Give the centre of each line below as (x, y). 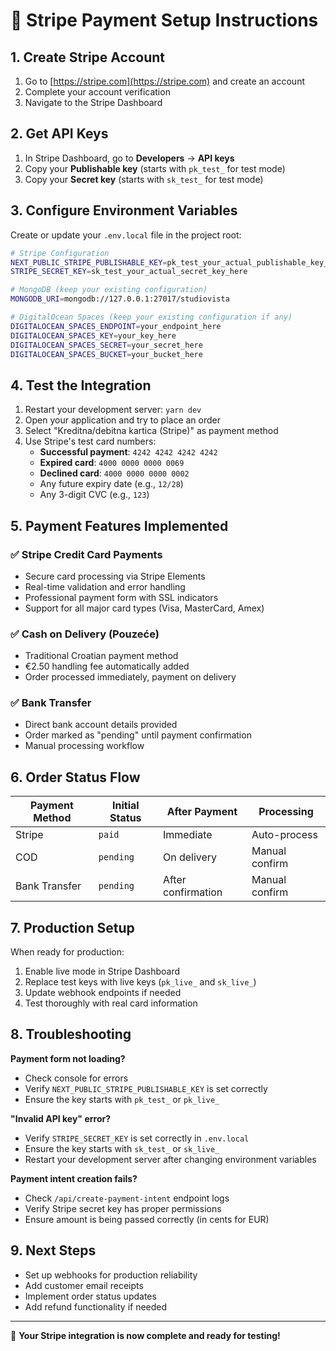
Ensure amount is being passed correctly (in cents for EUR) (147, 1219)
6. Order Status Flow (75, 777)
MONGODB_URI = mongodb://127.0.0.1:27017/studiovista (120, 299)
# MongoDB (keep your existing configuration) (109, 290)
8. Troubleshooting (71, 1034)
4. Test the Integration (81, 385)
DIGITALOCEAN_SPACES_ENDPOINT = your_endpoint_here (116, 326)
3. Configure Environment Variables (124, 210)
